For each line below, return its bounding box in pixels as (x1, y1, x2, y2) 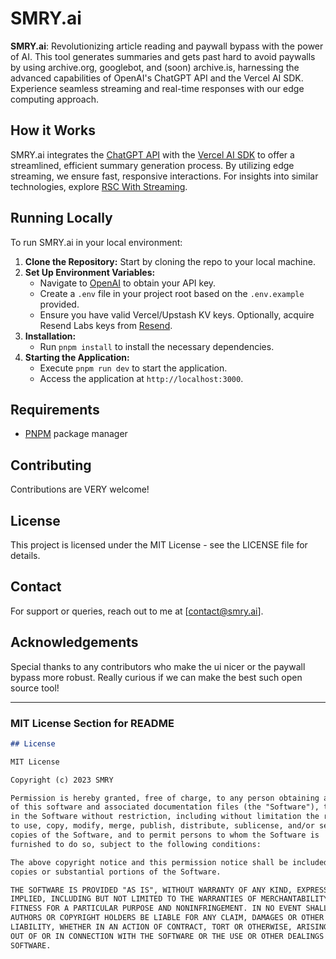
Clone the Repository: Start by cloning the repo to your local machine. (24, 255, 316, 267)
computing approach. (10, 93, 100, 105)
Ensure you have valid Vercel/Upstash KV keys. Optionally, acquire (39, 308, 315, 321)
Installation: (24, 330, 77, 342)
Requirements (10, 401, 100, 418)
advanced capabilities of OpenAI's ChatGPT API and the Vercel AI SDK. (10, 72, 304, 84)
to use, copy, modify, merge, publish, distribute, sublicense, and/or (10, 821, 315, 831)
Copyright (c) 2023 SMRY (10, 775, 114, 785)
